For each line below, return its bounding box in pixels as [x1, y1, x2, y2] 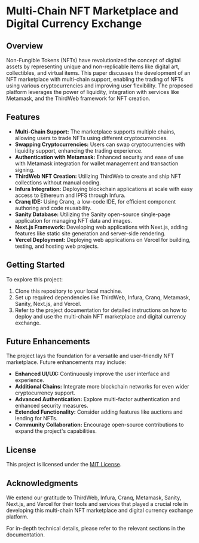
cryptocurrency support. [14, 389, 76, 396]
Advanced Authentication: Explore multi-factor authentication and [14, 396, 180, 403]
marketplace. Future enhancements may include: [6, 359, 127, 366]
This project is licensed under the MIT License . [6, 461, 122, 468]
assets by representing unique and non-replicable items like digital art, [6, 63, 180, 70]
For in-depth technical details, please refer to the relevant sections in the [6, 525, 185, 532]
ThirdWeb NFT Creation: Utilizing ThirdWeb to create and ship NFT [14, 172, 182, 180]
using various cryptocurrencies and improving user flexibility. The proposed [6, 82, 193, 89]
